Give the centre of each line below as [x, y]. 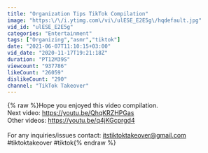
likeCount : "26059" [36, 72]
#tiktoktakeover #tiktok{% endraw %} [62, 143]
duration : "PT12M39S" [39, 60]
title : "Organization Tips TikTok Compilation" [78, 14]
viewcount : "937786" [37, 66]
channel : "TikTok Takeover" [48, 86]
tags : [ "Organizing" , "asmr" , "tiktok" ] [64, 40]
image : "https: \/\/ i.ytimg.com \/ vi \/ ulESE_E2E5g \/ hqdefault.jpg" [104, 20]
